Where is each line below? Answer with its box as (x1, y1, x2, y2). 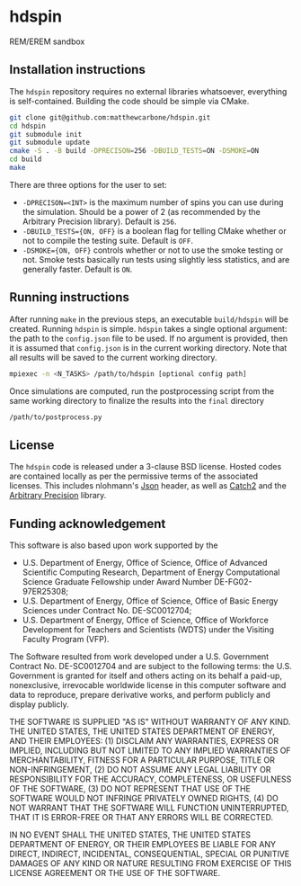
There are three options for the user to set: (9, 179, 168, 190)
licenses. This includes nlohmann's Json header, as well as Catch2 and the (9, 480, 288, 491)
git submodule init (9, 130, 83, 139)
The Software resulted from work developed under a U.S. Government (9, 651, 270, 662)
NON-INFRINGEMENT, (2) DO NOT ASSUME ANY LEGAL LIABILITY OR (9, 765, 271, 775)
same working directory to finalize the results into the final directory (9, 395, 265, 406)
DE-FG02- (214, 577, 252, 587)
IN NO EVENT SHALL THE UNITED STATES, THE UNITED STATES (9, 829, 252, 840)
